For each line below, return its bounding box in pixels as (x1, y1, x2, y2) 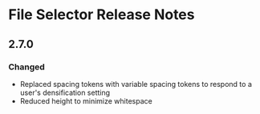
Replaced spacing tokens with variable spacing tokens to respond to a (19, 79, 253, 88)
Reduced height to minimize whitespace (19, 96, 152, 105)
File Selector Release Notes (8, 6, 195, 24)
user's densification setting (19, 88, 111, 97)
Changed (8, 61, 46, 73)
